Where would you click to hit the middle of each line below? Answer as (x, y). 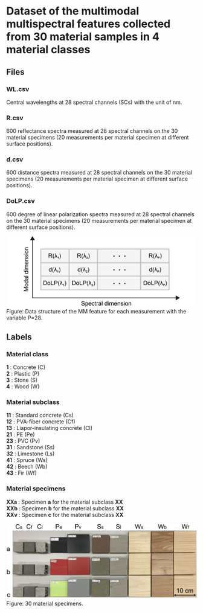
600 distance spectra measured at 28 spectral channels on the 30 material (99, 173)
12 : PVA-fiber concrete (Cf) (41, 422)
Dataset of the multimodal (73, 11)
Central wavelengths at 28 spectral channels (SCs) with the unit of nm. (94, 102)
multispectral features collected (89, 24)
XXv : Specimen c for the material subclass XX (65, 515)
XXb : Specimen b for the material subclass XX (65, 508)
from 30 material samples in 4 (83, 37)
